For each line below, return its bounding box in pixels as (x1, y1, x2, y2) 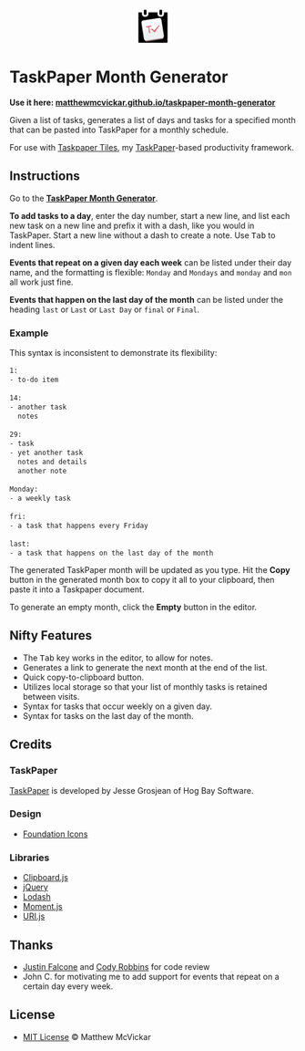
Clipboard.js (22, 872, 68, 883)
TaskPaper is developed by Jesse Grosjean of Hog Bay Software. (9, 785, 254, 796)
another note (17, 466, 67, 476)
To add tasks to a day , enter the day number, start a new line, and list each (9, 210, 290, 221)
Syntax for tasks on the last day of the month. (22, 710, 194, 721)
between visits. (22, 691, 80, 702)
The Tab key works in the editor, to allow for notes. (22, 652, 214, 663)
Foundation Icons (22, 828, 88, 839)
